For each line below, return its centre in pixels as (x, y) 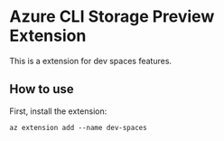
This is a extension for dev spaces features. (91, 61)
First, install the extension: (58, 111)
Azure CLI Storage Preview (112, 17)
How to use (42, 89)
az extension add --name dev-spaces (78, 127)
